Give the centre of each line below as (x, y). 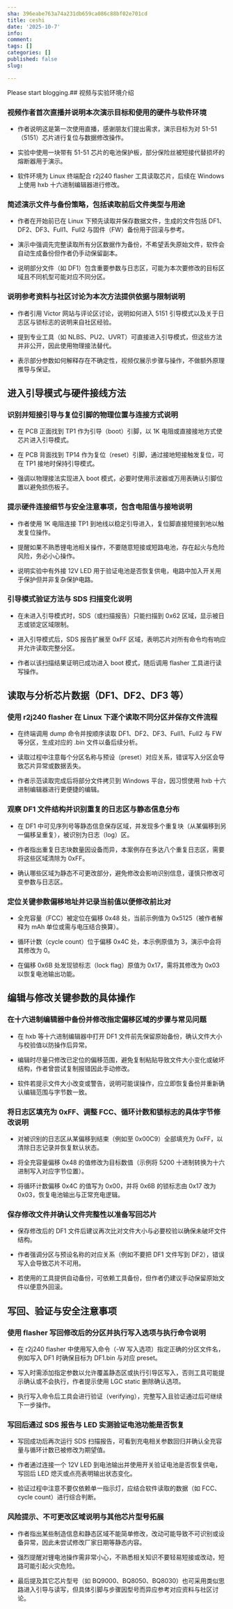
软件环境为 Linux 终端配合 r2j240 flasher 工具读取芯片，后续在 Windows (121, 176)
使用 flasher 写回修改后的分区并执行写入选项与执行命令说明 (107, 1333)
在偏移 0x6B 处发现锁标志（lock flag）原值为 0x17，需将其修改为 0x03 (119, 965)
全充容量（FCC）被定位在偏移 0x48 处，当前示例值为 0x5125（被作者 (117, 918)
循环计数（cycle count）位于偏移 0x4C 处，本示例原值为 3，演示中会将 (119, 942)
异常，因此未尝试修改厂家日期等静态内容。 (85, 1542)
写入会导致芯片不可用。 (51, 1263)
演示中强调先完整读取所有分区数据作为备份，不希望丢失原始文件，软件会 (121, 244)
